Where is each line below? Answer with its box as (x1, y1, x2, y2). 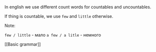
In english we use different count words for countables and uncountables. (4, 4, 152, 10)
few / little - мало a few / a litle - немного (4, 32, 101, 38)
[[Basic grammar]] (4, 41, 41, 47)
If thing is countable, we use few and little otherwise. (4, 13, 113, 19)
